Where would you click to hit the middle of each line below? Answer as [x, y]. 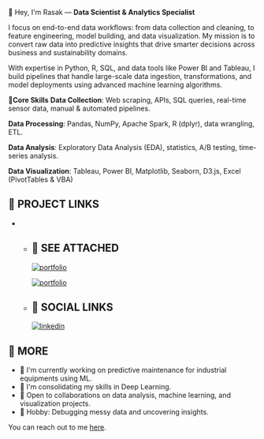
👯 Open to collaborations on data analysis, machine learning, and [125, 396]
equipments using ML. [56, 378]
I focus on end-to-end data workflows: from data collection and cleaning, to [131, 27]
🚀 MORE [28, 351]
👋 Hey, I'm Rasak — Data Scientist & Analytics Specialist [102, 12]
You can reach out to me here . [57, 427]
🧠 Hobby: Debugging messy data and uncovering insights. [114, 412]
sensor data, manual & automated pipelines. [80, 108]
